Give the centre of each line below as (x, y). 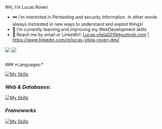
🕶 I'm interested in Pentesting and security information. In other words (85, 17)
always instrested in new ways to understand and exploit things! (78, 24)
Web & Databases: (28, 87)
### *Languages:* (24, 65)
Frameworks (21, 111)
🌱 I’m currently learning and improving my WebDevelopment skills (80, 29)
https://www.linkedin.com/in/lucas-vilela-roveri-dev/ (66, 40)
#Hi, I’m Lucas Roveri (27, 7)
